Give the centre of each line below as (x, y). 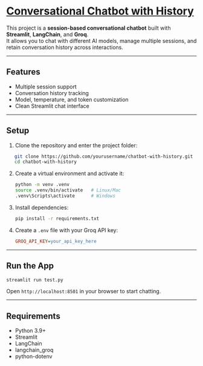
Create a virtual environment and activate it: (69, 173)
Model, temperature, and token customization (72, 99)
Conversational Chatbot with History (100, 11)
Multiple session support (46, 87)
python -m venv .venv (42, 185)
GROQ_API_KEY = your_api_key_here (56, 241)
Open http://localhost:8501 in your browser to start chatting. (84, 291)
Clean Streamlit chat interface (52, 106)
